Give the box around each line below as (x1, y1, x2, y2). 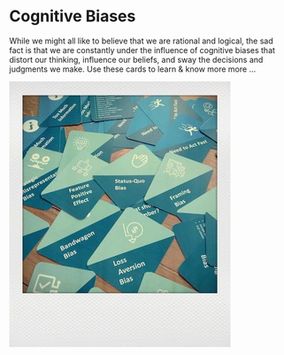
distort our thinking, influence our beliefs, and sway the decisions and (9, 54, 264, 65)
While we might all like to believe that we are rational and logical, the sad (9, 35, 274, 46)
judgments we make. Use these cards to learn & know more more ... (9, 64, 257, 74)
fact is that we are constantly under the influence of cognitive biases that (9, 44, 276, 55)
